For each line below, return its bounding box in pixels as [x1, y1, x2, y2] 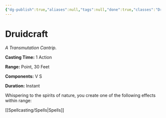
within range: [5, 97, 32, 103]
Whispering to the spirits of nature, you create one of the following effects [5, 92, 156, 98]
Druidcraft [5, 28, 48, 39]
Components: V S [5, 73, 42, 79]
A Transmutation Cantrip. [5, 45, 57, 51]
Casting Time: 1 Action [5, 54, 52, 60]
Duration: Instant [5, 83, 41, 88]
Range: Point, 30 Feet [5, 63, 50, 69]
